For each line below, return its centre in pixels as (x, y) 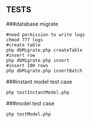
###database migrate (32, 24)
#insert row (21, 55)
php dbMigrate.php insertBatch (44, 71)
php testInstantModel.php (38, 92)
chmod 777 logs (25, 40)
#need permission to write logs (45, 35)
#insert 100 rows (27, 65)
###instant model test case (39, 81)
